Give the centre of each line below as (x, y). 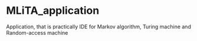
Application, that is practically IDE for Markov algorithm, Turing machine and (99, 27)
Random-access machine (37, 32)
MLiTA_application (53, 11)
